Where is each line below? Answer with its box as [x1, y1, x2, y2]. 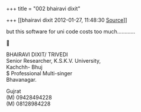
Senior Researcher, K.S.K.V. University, [6, 57, 101, 64]
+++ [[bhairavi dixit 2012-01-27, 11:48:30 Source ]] [6, 17, 127, 23]
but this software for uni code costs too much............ [6, 28, 135, 35]
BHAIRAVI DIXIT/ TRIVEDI [6, 51, 68, 58]
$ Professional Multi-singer [6, 70, 73, 76]
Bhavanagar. [6, 76, 37, 83]
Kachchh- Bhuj [6, 63, 43, 71]
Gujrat [6, 88, 21, 94]
